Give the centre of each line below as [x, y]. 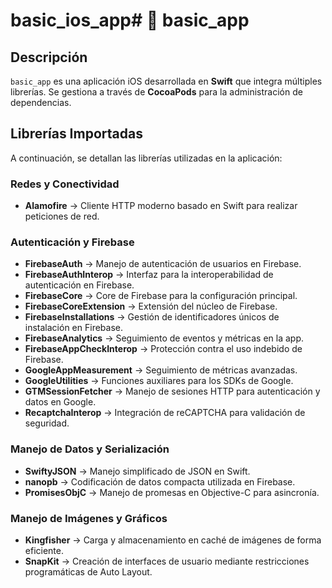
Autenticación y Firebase [72, 242]
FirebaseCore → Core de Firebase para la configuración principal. [161, 296]
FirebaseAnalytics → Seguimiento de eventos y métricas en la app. [164, 338]
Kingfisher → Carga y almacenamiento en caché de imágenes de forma [173, 540]
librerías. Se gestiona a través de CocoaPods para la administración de [156, 92]
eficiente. [44, 550]
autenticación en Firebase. [79, 285]
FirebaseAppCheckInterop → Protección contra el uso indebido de [163, 349]
